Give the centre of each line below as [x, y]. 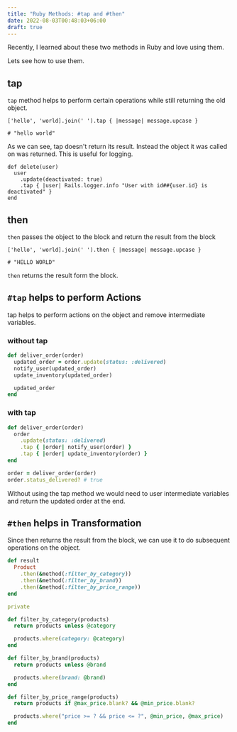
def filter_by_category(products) [59, 619]
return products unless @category [65, 626]
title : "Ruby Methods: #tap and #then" [66, 14]
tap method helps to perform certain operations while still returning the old [116, 101]
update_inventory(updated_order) [63, 375]
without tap [28, 340]
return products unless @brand [60, 665]
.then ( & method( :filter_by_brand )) [71, 581]
